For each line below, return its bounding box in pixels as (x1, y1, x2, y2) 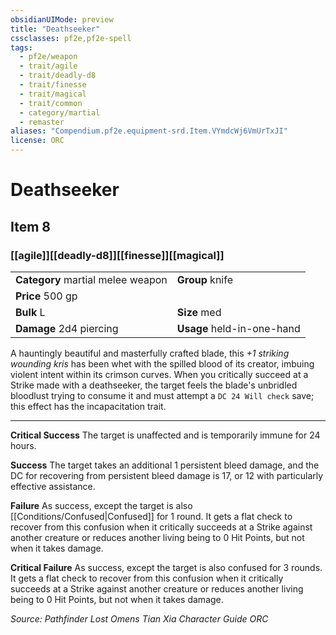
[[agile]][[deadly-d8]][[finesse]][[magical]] (10, 248, 225, 262)
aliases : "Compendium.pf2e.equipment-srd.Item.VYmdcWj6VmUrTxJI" (10, 126, 288, 136)
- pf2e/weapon (19, 52, 78, 62)
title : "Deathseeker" (10, 24, 101, 34)
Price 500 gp (15, 289, 78, 303)
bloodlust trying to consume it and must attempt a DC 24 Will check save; (10, 389, 315, 401)
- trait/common (19, 98, 83, 108)
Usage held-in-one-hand (176, 321, 301, 335)
